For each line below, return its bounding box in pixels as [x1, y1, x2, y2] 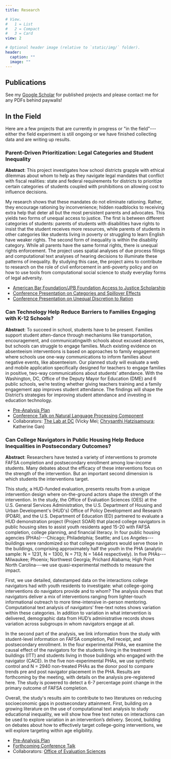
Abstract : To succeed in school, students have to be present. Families [5, 326, 153, 332]
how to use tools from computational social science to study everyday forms [5, 270, 166, 276]
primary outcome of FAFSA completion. [5, 685, 88, 691]
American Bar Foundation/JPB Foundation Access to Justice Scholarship [12, 285, 166, 291]
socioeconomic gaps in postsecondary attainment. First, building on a [5, 700, 152, 706]
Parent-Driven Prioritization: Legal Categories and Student [5, 149, 154, 157]
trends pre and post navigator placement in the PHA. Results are [5, 668, 140, 675]
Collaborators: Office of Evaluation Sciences [12, 748, 106, 754]
